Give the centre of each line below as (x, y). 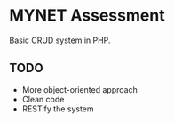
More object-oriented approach (79, 89)
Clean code (43, 99)
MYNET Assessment (87, 16)
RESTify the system (58, 109)
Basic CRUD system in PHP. (60, 40)
